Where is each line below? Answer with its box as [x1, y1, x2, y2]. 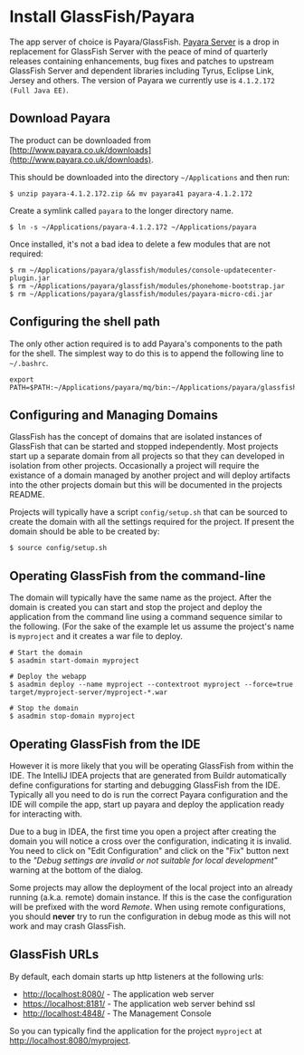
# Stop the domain [9, 704, 79, 713]
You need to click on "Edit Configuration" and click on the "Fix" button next [9, 846, 290, 856]
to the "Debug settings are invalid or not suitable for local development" [9, 855, 278, 866]
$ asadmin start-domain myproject [9, 656, 140, 665]
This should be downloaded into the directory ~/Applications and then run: [9, 171, 290, 182]
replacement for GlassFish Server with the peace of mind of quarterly [9, 45, 269, 56]
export [9, 374, 34, 384]
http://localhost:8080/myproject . [9, 1035, 131, 1046]
